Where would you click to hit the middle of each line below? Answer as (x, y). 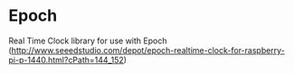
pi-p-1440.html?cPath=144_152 (66, 60)
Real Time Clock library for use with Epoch (88, 41)
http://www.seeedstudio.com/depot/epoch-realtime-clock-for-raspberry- (148, 50)
